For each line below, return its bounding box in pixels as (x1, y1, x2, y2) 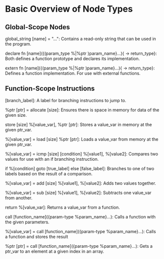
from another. (5, 194, 33, 201)
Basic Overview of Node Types (5, 3, 133, 15)
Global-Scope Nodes (5, 23, 70, 31)
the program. (5, 41, 31, 47)
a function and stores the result (5, 234, 69, 239)
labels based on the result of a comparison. (5, 171, 93, 176)
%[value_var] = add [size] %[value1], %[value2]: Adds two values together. (5, 180, 157, 186)
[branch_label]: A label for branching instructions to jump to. (5, 97, 126, 103)
